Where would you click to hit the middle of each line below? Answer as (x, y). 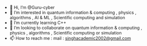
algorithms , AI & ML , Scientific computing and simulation (67, 17)
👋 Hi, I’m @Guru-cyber (32, 7)
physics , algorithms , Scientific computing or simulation (66, 33)
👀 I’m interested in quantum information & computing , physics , (73, 12)
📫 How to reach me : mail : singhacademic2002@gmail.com (70, 38)
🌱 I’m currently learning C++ (38, 23)
